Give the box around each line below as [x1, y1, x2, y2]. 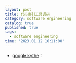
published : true [5, 25, 38, 30]
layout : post [5, 7, 32, 12]
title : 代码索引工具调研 [5, 12, 50, 16]
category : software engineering [5, 16, 71, 21]
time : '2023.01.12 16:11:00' [5, 39, 65, 44]
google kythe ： [12, 52, 44, 58]
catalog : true [5, 20, 34, 26]
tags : [5, 30, 16, 34]
